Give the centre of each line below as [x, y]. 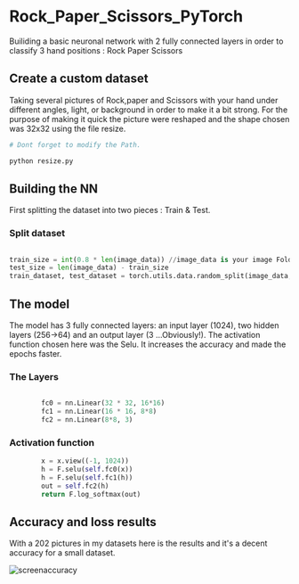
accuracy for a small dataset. [62, 553]
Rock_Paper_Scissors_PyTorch [126, 16]
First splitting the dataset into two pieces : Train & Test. [110, 210]
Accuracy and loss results [83, 522]
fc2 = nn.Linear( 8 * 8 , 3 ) [87, 420]
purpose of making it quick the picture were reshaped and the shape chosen [149, 119]
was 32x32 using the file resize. [68, 128]
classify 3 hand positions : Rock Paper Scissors [96, 50]
